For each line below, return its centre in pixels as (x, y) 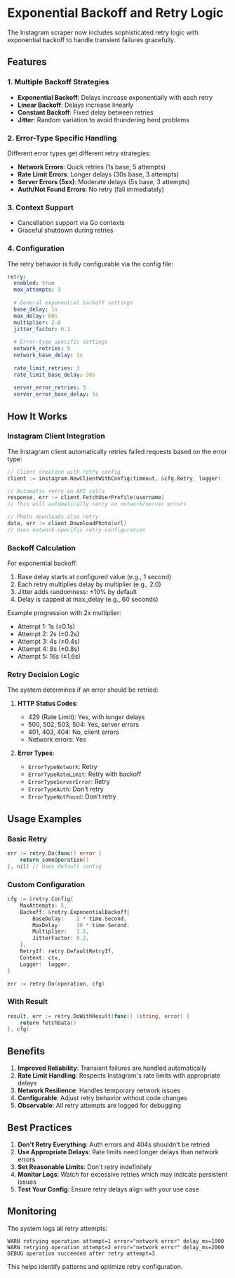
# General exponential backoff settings (73, 303)
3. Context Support (40, 207)
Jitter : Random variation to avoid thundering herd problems (103, 120)
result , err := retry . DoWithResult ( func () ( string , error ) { (99, 1016)
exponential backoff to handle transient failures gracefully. (92, 39)
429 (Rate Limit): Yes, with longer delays (86, 717)
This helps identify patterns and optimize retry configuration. (95, 1266)
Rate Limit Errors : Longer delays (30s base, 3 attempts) (98, 174)
